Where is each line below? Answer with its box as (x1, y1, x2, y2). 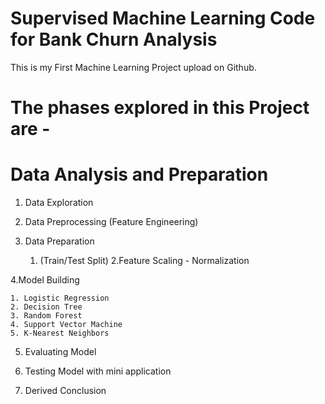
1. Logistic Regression (10, 293, 110, 304)
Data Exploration (24, 197, 94, 209)
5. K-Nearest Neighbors (10, 328, 110, 339)
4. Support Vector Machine (10, 320, 123, 330)
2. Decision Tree (10, 302, 83, 312)
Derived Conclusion (24, 385, 107, 397)
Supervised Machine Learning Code (10, 7, 316, 30)
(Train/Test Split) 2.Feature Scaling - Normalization (39, 255, 250, 267)
